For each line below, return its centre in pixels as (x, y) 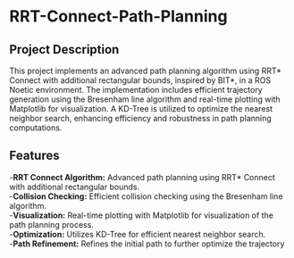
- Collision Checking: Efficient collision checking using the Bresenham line (146, 196)
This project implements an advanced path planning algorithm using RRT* (146, 71)
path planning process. (51, 224)
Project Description (64, 50)
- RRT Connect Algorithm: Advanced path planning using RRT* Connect (142, 177)
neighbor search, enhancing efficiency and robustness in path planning (141, 118)
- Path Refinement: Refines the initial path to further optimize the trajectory (147, 244)
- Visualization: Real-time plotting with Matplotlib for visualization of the (142, 215)
